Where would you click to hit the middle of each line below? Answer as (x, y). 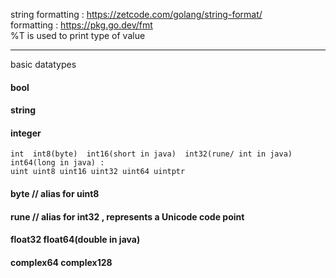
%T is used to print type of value (78, 35)
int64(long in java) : (57, 163)
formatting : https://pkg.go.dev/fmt (81, 25)
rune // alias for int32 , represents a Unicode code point (127, 216)
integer (26, 133)
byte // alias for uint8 (55, 193)
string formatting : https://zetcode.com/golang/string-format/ (136, 14)
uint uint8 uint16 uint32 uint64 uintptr (98, 172)
